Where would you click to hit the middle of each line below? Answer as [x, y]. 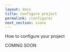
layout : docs [18, 9]
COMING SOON [21, 45]
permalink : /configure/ [29, 18]
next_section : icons [26, 23]
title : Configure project [31, 14]
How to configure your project [35, 36]
